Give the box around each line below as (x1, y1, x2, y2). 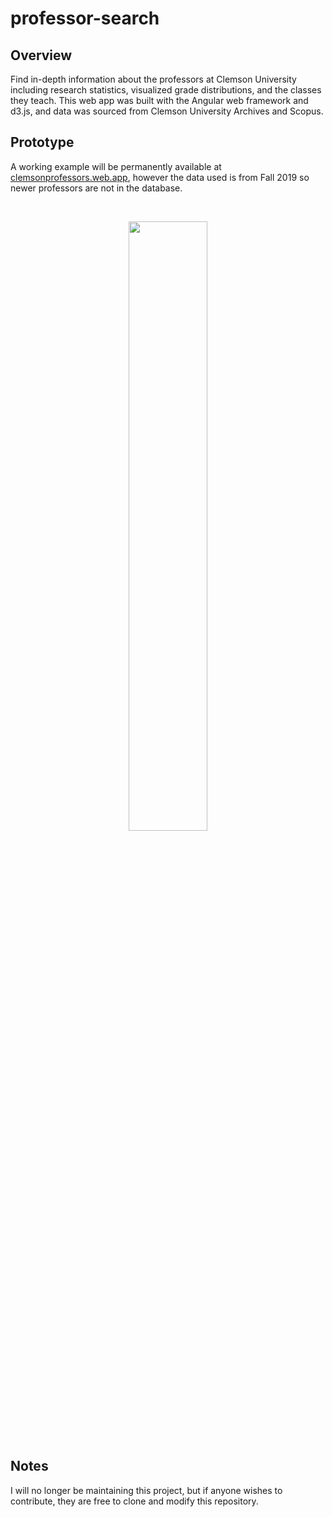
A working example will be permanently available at (10, 160, 222, 172)
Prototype (10, 134, 75, 151)
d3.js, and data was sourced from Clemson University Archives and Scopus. (10, 105, 324, 117)
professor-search (10, 7, 160, 30)
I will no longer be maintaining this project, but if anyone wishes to (10, 1484, 283, 1496)
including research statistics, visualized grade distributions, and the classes (10, 84, 322, 96)
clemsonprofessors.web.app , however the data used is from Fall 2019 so (10, 171, 310, 183)
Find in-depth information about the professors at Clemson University (10, 73, 297, 85)
